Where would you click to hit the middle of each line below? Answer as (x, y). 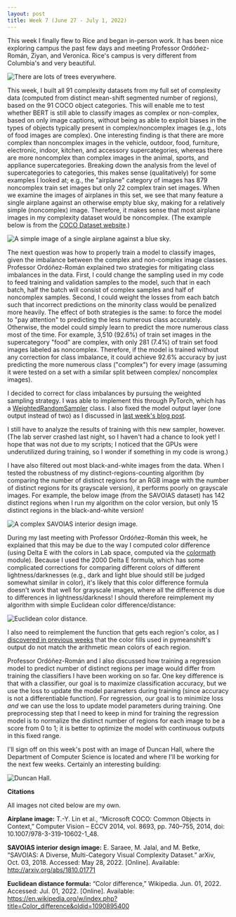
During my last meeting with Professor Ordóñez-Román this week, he (107, 537)
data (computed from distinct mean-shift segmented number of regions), (113, 98)
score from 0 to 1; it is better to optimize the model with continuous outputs (116, 728)
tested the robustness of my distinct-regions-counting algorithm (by (106, 473)
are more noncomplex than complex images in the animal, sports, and (108, 157)
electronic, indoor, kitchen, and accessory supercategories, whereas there (115, 150)
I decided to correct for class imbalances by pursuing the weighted (104, 393)
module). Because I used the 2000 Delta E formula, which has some (106, 560)
